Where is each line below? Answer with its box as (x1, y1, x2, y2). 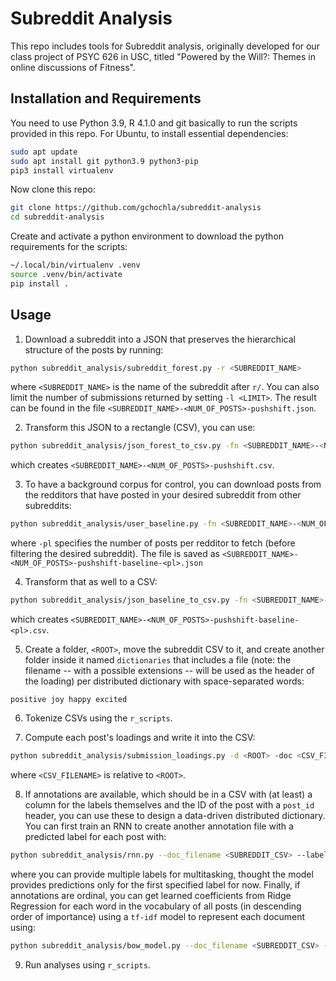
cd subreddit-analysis (10, 212, 105, 222)
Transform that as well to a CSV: (24, 576, 158, 588)
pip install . (10, 278, 70, 289)
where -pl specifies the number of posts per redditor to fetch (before (10, 537, 296, 549)
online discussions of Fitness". (10, 61, 136, 73)
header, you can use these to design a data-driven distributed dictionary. (24, 809, 326, 821)
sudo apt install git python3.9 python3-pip (10, 156, 199, 166)
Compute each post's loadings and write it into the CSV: (24, 732, 256, 744)
